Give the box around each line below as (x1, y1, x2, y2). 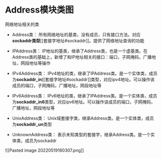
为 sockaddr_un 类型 (12, 121, 52, 127)
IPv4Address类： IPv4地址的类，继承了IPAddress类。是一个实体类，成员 (12, 70, 158, 76)
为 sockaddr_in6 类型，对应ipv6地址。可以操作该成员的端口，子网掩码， (12, 99, 155, 105)
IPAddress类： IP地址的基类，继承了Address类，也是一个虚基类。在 (12, 48, 148, 54)
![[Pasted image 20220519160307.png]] (5, 147, 84, 153)
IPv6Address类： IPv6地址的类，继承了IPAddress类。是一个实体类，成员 (12, 93, 158, 98)
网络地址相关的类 (5, 21, 39, 27)
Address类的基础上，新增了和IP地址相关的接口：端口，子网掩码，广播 (12, 54, 152, 60)
